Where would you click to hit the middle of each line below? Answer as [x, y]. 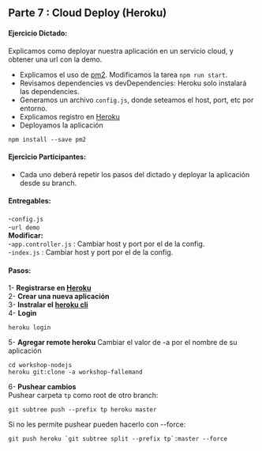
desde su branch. [48, 183]
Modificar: [26, 235]
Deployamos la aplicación [62, 125]
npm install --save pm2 [47, 139]
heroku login [30, 328]
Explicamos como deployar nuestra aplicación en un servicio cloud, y [121, 51]
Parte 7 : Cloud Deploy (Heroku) [88, 13]
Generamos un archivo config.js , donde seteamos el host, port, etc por [137, 100]
